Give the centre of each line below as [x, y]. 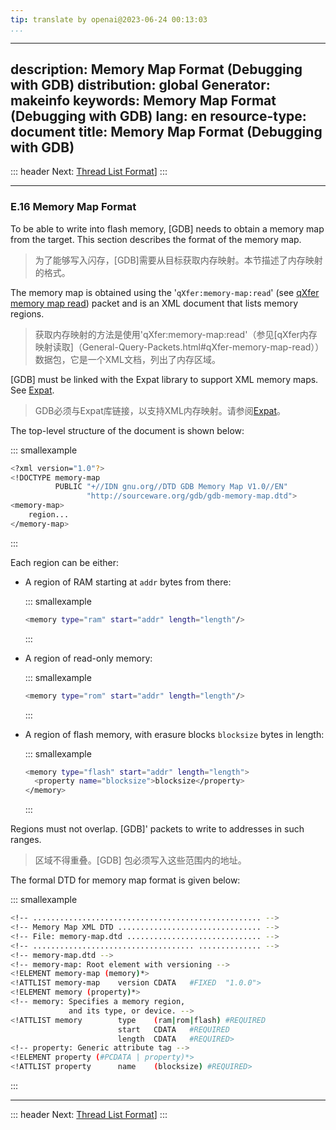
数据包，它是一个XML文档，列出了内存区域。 [127, 359]
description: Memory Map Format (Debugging [156, 69]
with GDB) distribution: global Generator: [140, 85]
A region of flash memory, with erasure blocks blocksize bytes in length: [174, 734]
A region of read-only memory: [88, 658]
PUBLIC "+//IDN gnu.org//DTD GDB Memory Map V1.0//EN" [171, 487]
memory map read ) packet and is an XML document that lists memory [154, 303]
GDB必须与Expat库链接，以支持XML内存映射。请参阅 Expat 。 [160, 410]
